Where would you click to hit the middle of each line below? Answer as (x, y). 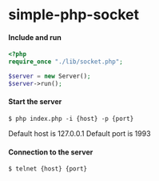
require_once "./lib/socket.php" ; (66, 62)
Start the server (35, 102)
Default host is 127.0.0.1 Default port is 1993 (79, 134)
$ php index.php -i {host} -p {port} (71, 119)
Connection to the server (51, 152)
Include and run (35, 37)
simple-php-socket (74, 15)
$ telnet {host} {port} (48, 169)
